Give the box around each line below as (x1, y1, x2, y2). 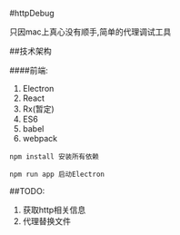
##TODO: (9, 186, 45, 196)
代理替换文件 (22, 216, 71, 226)
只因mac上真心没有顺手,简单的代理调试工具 (9, 26, 172, 37)
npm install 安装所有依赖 (9, 152, 100, 162)
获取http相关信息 (22, 204, 86, 215)
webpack (22, 133, 57, 143)
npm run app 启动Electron (9, 170, 105, 179)
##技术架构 (9, 45, 52, 56)
